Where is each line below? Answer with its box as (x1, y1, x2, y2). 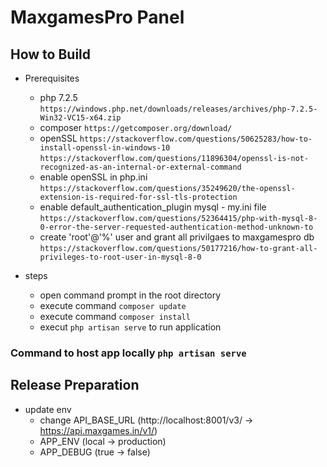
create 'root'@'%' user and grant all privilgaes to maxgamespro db (39, 231, 315, 243)
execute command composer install (39, 311, 191, 322)
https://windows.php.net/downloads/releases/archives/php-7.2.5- (39, 104, 318, 114)
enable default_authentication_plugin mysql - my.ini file (39, 201, 267, 213)
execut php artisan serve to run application (39, 321, 222, 333)
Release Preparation (10, 377, 140, 394)
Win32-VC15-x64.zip (39, 113, 122, 123)
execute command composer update (39, 300, 187, 311)
